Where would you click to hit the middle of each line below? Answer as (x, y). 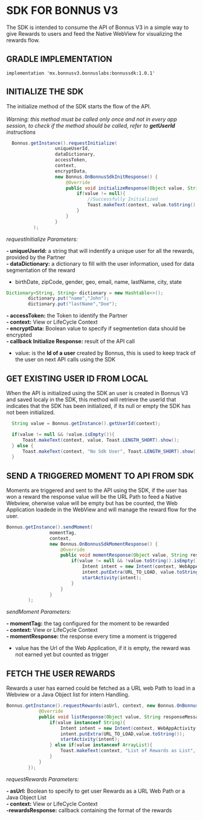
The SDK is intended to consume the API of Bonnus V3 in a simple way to (98, 27)
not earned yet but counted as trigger (62, 655)
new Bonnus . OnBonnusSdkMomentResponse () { (104, 544)
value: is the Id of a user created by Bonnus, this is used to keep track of (105, 353)
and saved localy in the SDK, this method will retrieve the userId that (91, 399)
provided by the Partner (36, 257)
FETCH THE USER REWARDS (61, 673)
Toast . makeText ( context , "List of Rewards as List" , (128, 751)
